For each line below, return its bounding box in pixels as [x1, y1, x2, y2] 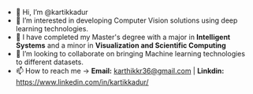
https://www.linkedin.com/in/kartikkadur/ [15, 78, 149, 86]
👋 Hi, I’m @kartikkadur [15, 8, 88, 16]
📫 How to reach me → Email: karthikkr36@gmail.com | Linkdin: [15, 67, 225, 75]
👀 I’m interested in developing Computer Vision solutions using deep [15, 16, 238, 25]
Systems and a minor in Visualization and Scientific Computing [15, 41, 226, 50]
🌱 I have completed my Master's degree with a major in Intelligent [15, 32, 231, 42]
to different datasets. [15, 57, 84, 67]
